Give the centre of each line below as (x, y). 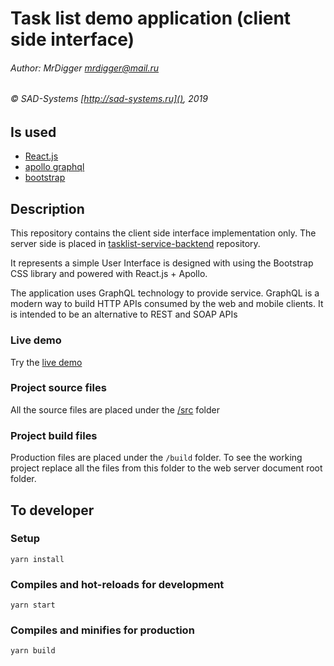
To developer (52, 510)
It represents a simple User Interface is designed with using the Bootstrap (162, 263)
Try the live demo (46, 362)
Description (47, 208)
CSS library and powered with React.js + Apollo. (109, 274)
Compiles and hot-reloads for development (117, 584)
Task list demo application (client (151, 18)
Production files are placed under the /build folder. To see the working (156, 458)
